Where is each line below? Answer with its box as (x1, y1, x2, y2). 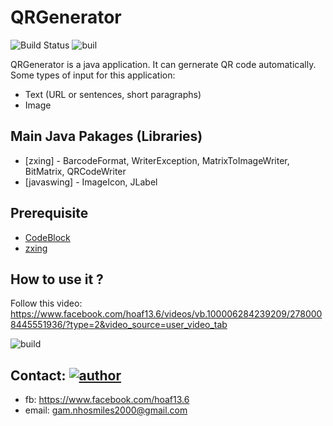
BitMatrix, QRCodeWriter (24, 165, 127, 177)
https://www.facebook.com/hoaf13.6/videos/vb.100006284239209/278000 (10, 308, 323, 320)
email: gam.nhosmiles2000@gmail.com (24, 404, 188, 416)
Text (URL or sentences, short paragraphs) (24, 88, 202, 100)
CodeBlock (24, 231, 71, 243)
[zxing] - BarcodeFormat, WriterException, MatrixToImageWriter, (24, 154, 290, 166)
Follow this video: (10, 297, 83, 310)
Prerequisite (10, 205, 89, 222)
